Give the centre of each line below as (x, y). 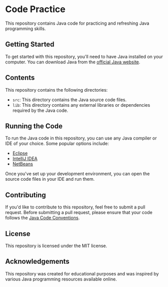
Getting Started (30, 45)
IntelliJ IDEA (25, 159)
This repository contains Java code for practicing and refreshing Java (77, 23)
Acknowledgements (37, 262)
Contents (20, 78)
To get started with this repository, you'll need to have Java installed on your (84, 56)
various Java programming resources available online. (61, 279)
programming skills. (26, 28)
